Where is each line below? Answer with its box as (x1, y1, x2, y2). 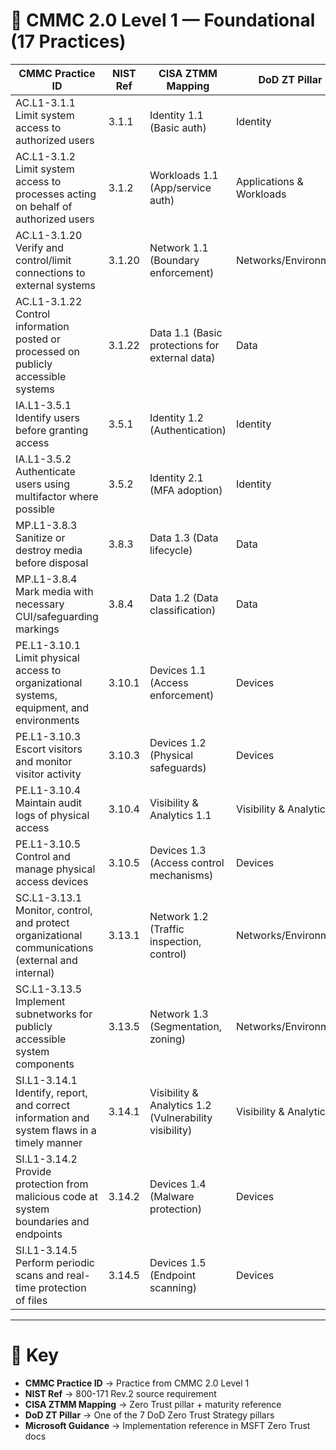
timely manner (15, 1135, 83, 1149)
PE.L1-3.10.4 (15, 783, 82, 797)
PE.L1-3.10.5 (15, 837, 82, 851)
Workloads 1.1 (149, 168, 219, 182)
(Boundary (149, 253, 200, 267)
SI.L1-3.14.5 (15, 1243, 78, 1257)
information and (15, 1110, 90, 1124)
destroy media (15, 543, 83, 557)
